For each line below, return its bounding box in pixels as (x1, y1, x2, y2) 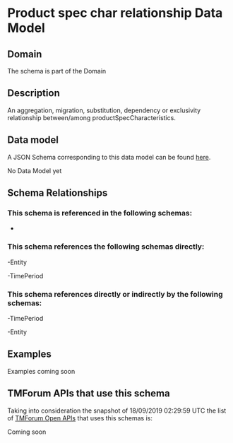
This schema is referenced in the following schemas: (7, 208, 193, 218)
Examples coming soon (7, 367, 76, 375)
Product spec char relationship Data (7, 5, 223, 21)
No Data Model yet (7, 166, 62, 175)
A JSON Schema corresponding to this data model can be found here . (7, 153, 211, 161)
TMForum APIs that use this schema (7, 387, 171, 400)
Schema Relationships (7, 187, 108, 199)
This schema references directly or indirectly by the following (7, 289, 224, 299)
